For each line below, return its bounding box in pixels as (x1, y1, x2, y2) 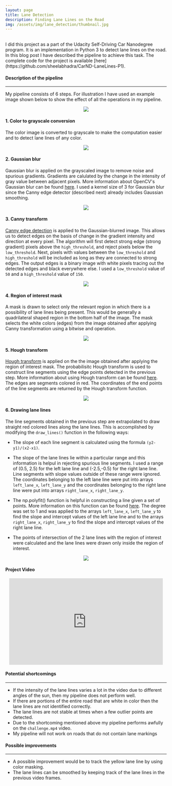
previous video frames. (12, 775, 62, 781)
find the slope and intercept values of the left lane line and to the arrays (12, 513, 164, 519)
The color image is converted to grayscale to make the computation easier (5, 129, 162, 135)
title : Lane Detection (5, 12, 54, 17)
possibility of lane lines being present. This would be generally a (5, 309, 141, 315)
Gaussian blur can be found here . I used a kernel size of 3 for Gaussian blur (5, 184, 165, 190)
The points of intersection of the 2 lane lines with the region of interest (12, 534, 162, 540)
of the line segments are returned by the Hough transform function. (5, 386, 147, 392)
